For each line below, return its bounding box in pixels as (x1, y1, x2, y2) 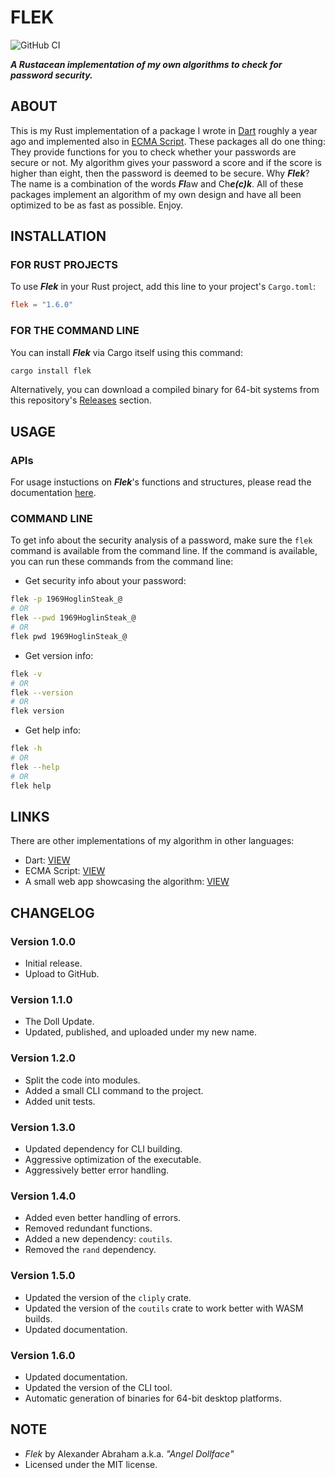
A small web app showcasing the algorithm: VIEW (24, 876, 230, 888)
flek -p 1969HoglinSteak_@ (10, 594, 123, 605)
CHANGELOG (10, 904, 95, 921)
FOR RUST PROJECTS (10, 258, 119, 272)
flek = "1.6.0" (10, 300, 74, 310)
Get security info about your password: (24, 575, 187, 587)
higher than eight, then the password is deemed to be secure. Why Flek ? (10, 167, 310, 179)
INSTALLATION (10, 228, 107, 245)
